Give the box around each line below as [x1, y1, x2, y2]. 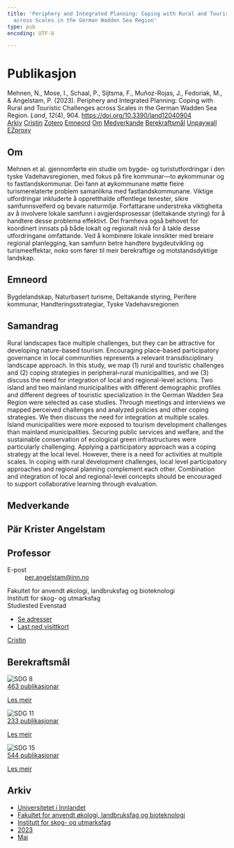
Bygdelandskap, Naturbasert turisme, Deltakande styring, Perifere [7, 292, 197, 301]
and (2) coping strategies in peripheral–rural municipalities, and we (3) [7, 368, 209, 377]
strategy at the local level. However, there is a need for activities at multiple [7, 449, 223, 458]
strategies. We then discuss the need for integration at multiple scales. [7, 412, 210, 421]
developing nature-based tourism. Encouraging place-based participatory [7, 346, 219, 355]
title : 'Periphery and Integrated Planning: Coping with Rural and [7, 10, 208, 17]
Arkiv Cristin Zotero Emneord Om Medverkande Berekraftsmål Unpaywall [7, 119, 217, 127]
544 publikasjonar [7, 751, 59, 759]
